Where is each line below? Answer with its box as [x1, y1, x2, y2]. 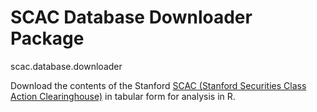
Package [10, 27, 85, 50]
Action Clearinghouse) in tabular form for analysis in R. [10, 90, 236, 102]
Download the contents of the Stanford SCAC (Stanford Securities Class [10, 79, 307, 91]
